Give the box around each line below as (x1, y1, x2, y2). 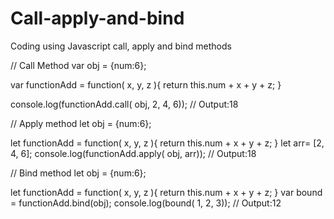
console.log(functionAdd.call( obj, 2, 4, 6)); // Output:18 (10, 98, 239, 110)
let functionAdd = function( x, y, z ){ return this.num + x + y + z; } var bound (10, 186, 323, 198)
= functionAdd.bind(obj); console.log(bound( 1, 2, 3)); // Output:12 (10, 197, 282, 209)
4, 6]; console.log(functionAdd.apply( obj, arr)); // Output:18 (10, 147, 257, 159)
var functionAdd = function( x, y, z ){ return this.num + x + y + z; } (10, 78, 282, 91)
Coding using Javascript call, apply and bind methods (10, 40, 232, 52)
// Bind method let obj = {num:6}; (10, 167, 147, 179)
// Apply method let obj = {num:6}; (10, 117, 152, 129)
